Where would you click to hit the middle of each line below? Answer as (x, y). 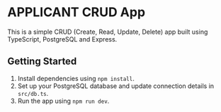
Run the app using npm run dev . (63, 101)
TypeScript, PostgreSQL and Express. (62, 39)
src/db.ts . (33, 93)
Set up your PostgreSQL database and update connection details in (116, 86)
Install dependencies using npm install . (76, 78)
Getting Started (42, 62)
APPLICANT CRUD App (76, 12)
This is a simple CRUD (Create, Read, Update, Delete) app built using (108, 32)
